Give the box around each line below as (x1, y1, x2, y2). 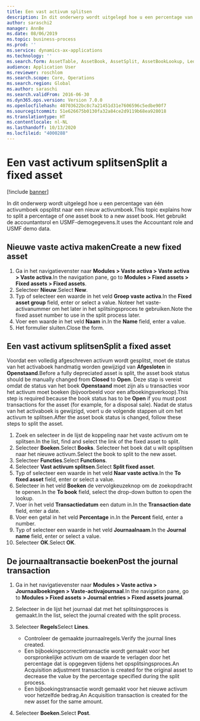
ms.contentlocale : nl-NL (7, 119, 68, 125)
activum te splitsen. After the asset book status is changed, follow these (7, 414, 182, 421)
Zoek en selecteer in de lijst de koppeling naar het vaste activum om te (15, 432, 189, 439)
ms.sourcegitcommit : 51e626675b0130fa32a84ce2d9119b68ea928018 (7, 108, 167, 114)
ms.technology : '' (7, 53, 52, 59)
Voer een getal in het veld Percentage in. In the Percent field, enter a (15, 514, 183, 521)
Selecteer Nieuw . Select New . (15, 286, 88, 293)
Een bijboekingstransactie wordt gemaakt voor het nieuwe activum (24, 685, 188, 692)
